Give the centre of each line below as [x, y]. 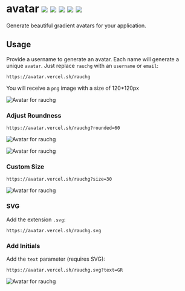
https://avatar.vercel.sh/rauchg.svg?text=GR [64, 270]
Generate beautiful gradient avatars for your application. [76, 25]
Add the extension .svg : [36, 219]
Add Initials [23, 246]
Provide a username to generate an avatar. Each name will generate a [93, 59]
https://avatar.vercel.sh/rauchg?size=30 [59, 179]
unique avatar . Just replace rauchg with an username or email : [83, 65]
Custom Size [25, 167]
